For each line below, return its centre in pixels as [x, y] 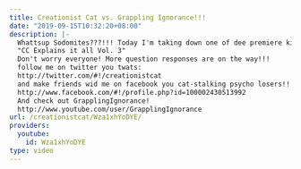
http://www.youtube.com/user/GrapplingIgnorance [110, 109]
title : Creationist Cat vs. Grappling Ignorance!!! [107, 17]
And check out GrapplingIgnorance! [84, 101]
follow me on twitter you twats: [80, 68]
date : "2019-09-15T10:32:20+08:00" [76, 26]
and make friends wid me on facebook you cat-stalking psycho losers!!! [156, 84]
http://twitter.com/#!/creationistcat [90, 76]
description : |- [39, 34]
